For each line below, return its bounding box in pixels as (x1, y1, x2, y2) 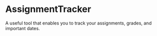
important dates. (5, 25, 40, 31)
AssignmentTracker (5, 3, 92, 15)
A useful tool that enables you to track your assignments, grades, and (5, 20, 152, 26)
